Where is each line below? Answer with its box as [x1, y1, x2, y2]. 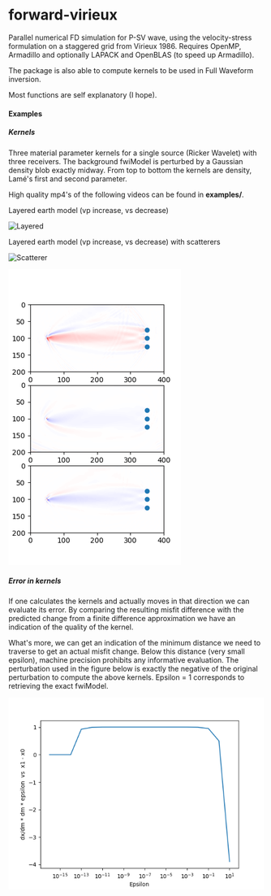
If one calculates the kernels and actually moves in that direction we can [8, 596, 250, 607]
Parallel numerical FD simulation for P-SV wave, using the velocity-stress [8, 33, 252, 42]
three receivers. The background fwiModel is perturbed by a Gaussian [8, 156, 243, 166]
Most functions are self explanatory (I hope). [8, 89, 157, 99]
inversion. [8, 74, 41, 84]
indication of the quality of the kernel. [8, 622, 134, 632]
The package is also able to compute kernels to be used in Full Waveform [8, 65, 254, 75]
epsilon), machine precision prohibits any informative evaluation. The [8, 655, 239, 665]
